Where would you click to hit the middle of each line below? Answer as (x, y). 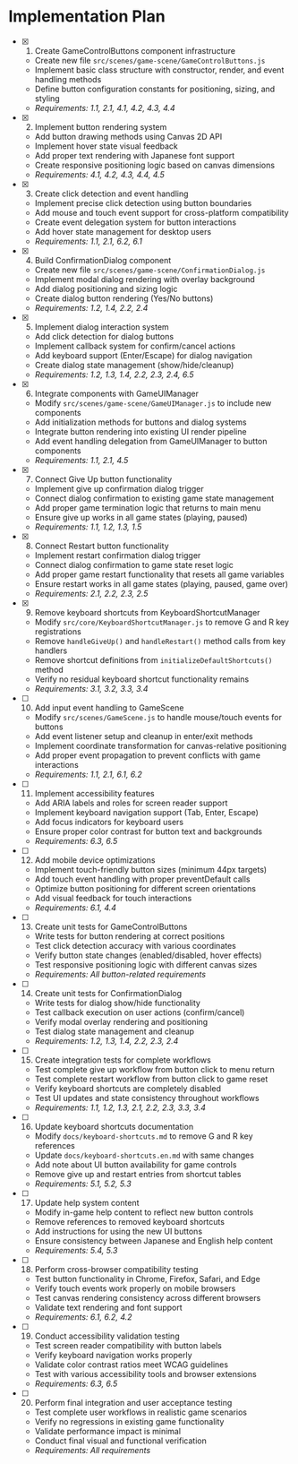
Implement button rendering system (101, 126)
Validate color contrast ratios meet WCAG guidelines (132, 1365)
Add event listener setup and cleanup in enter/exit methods (144, 736)
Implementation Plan (87, 17)
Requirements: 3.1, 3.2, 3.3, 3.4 (91, 688)
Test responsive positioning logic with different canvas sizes (146, 964)
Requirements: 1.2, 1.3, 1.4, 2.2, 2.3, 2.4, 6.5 (114, 375)
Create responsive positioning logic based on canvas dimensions (154, 165)
